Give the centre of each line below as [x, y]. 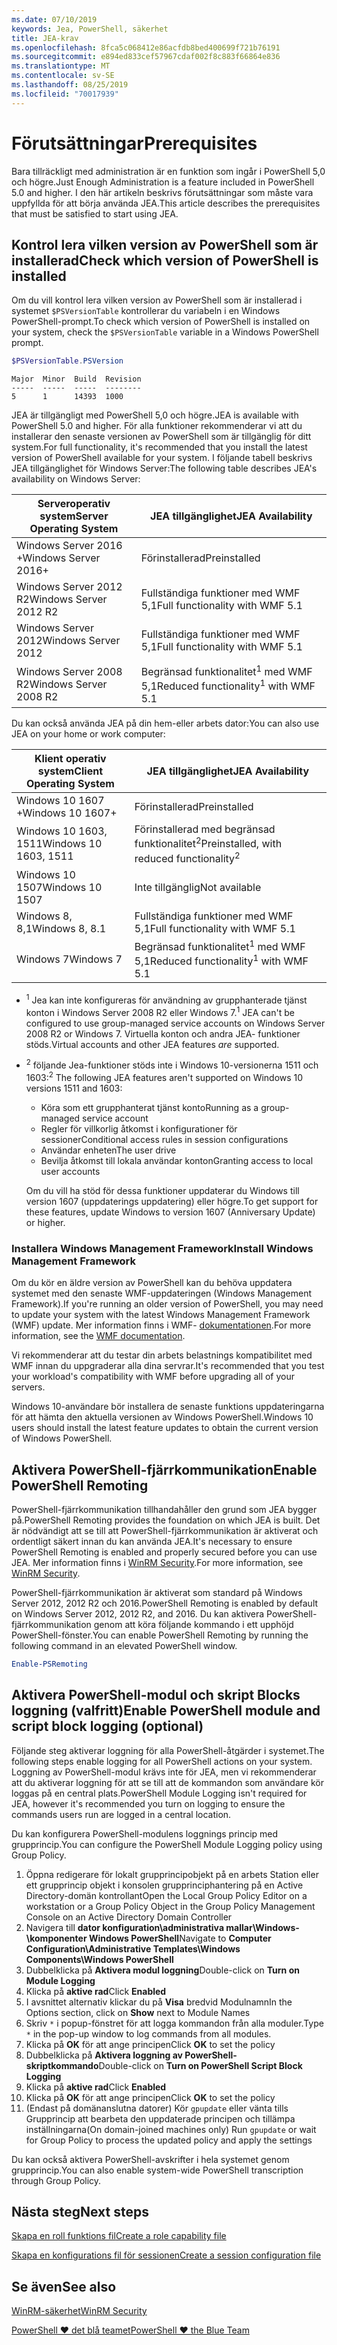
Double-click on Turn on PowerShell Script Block [200, 2065]
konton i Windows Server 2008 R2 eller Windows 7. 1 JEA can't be [160, 1011]
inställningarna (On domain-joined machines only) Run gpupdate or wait [171, 2129]
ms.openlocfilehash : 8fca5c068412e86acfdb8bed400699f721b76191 [146, 47]
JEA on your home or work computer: [88, 733]
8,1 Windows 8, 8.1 [61, 928]
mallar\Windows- [262, 1927]
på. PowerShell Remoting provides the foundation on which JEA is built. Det [166, 1520]
